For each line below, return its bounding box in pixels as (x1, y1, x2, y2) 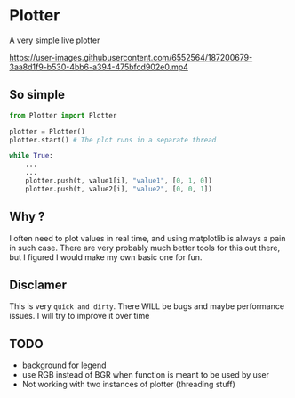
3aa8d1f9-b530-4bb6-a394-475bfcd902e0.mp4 (9, 61, 189, 72)
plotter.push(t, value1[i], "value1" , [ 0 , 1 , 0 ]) (25, 176, 213, 185)
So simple (9, 87, 65, 102)
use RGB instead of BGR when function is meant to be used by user (21, 370, 269, 380)
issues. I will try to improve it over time (9, 311, 150, 321)
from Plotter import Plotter (9, 110, 117, 120)
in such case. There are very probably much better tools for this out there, (9, 242, 281, 253)
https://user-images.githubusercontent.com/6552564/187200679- (9, 52, 253, 62)
